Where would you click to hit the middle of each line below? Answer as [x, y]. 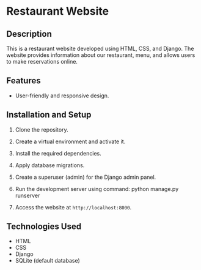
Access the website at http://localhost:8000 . [73, 207]
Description [29, 34]
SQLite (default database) [48, 261]
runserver [27, 195]
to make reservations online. [42, 62]
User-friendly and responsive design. [62, 96]
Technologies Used [44, 227]
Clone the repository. [42, 129]
